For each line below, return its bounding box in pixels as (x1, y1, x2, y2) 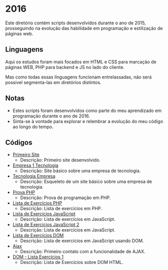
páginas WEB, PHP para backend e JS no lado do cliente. (5, 64, 125, 70)
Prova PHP (12, 189, 35, 196)
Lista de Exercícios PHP (12, 200, 62, 206)
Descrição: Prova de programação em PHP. (20, 195, 111, 201)
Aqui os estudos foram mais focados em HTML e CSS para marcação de (5, 59, 157, 65)
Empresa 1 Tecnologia (12, 163, 59, 169)
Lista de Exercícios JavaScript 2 (12, 221, 79, 228)
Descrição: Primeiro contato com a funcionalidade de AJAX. (20, 249, 146, 255)
